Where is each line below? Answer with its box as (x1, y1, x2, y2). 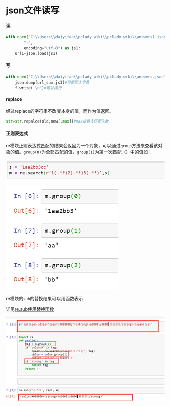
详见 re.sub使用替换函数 (6, 306, 54, 312)
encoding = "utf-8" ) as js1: (24, 46, 81, 51)
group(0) (23, 150, 42, 155)
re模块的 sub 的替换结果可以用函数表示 (6, 295, 83, 301)
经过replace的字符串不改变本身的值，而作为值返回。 (6, 108, 115, 114)
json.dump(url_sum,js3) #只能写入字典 (15, 79, 90, 85)
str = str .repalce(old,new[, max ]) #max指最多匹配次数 (6, 118, 109, 124)
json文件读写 (6, 5, 60, 16)
